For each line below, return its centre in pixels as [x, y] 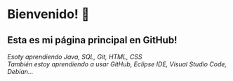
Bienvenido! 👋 [48, 14]
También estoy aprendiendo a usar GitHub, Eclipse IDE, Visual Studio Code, [117, 64]
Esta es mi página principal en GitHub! [92, 40]
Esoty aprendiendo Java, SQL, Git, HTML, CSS [75, 57]
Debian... [20, 72]
